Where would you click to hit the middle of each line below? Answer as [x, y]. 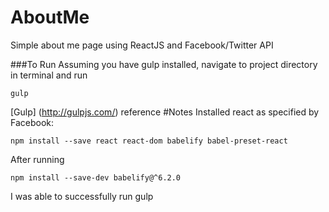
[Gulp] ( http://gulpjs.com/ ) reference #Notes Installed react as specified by [165, 112]
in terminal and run [49, 75]
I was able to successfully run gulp [82, 196]
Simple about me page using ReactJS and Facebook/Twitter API [142, 45]
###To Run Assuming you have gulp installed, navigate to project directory [164, 64]
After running [37, 159]
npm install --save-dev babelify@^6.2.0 [96, 177]
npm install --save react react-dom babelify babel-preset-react [149, 141]
